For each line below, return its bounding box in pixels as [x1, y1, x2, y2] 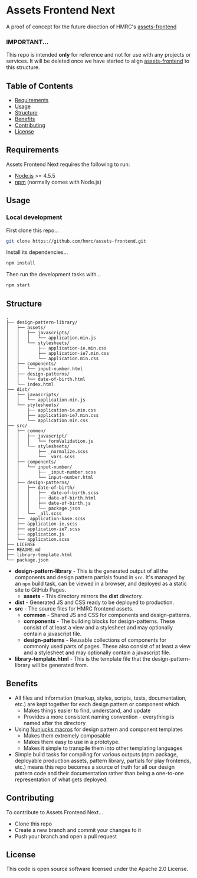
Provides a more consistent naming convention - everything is [23, 713, 175, 720]
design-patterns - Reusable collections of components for [23, 636, 167, 644]
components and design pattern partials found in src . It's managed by [14, 573, 185, 580]
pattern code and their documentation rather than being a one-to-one [14, 769, 184, 776]
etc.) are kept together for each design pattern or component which [14, 700, 180, 707]
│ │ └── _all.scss [6, 510, 62, 517]
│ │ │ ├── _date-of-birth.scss [6, 489, 99, 496]
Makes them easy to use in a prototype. [23, 738, 120, 745]
